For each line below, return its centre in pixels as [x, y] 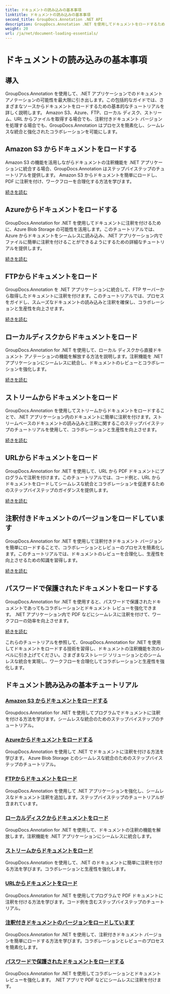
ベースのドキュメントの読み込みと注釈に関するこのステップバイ [85, 423]
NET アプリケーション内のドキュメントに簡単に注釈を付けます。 [86, 417]
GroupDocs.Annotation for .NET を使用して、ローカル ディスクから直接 [79, 350]
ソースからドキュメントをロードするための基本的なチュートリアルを [94, 106]
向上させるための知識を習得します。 [43, 560]
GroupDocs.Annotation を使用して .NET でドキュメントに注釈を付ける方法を [85, 752]
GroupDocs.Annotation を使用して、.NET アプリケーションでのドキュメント [84, 94]
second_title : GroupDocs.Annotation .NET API [54, 19]
